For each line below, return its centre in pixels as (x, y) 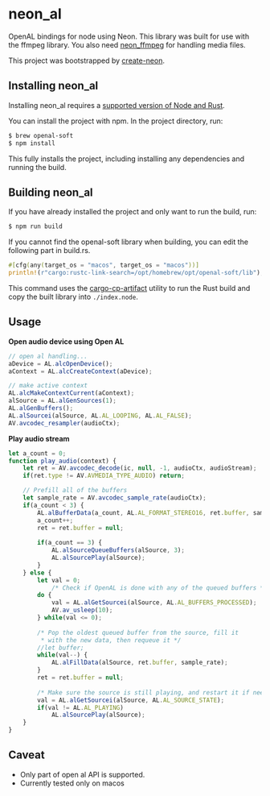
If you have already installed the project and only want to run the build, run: (133, 212)
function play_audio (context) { (62, 461)
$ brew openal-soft (41, 135)
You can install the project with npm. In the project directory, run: (116, 121)
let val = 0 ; (59, 580)
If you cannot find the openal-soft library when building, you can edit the (129, 242)
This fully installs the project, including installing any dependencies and (127, 159)
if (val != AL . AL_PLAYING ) (81, 707)
